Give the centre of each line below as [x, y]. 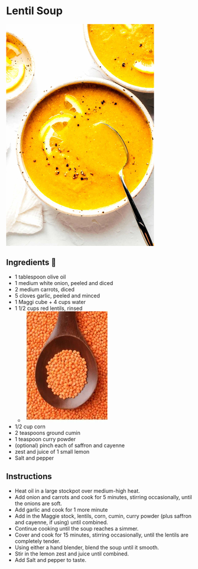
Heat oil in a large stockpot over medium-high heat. [77, 491]
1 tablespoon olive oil [40, 277]
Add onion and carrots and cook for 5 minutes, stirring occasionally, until [103, 497]
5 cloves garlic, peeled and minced [57, 295]
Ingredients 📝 [31, 262]
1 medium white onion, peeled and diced [64, 283]
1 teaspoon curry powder [45, 439]
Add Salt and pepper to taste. [51, 560]
